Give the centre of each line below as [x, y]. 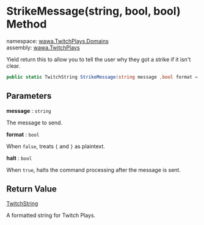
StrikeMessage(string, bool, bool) [93, 11]
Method [27, 24]
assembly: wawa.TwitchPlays [43, 48]
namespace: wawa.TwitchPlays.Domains [57, 41]
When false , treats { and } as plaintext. [56, 146]
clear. [13, 66]
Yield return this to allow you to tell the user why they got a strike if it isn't [99, 59]
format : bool [23, 134]
